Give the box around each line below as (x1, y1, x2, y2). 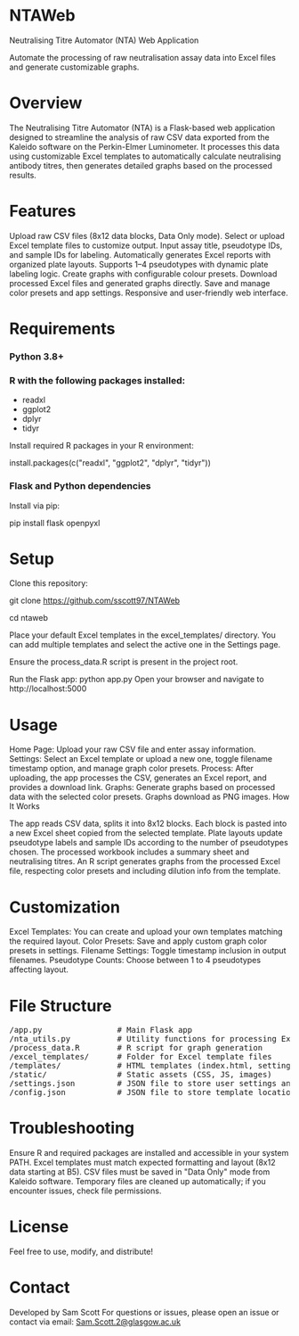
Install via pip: (9, 500, 61, 511)
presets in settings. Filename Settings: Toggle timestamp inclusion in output (9, 945, 287, 956)
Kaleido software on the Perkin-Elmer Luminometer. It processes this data (9, 141, 280, 152)
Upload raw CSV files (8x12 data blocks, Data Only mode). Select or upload (9, 230, 285, 241)
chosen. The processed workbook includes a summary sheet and (9, 846, 250, 857)
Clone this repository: (9, 578, 89, 589)
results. (9, 169, 37, 180)
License (9, 1216, 69, 1237)
